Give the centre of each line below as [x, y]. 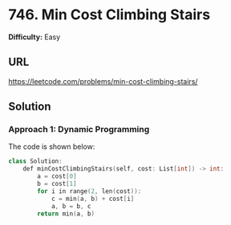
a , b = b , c [71, 206]
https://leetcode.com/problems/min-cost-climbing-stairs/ [103, 81]
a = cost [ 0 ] [57, 177]
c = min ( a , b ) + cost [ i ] [93, 199]
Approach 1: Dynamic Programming [79, 130]
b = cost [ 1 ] [57, 184]
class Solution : [35, 162]
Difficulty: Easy [34, 37]
